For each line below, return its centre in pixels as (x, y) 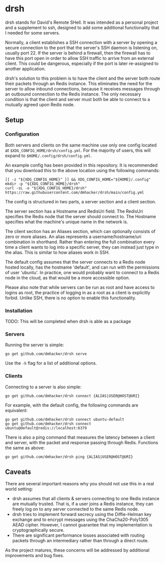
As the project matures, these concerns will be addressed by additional (77, 550)
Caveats (18, 472)
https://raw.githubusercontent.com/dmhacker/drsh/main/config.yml (75, 192)
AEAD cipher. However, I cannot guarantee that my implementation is (82, 525)
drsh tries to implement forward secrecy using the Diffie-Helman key (82, 515)
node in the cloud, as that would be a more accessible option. (67, 278)
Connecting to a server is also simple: (43, 387)
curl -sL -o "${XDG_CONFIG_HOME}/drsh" (46, 188)
